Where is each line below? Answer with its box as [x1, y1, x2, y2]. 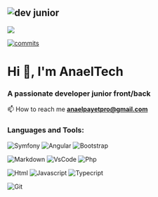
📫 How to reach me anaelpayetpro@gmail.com [7, 105, 148, 113]
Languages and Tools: [7, 125, 84, 135]
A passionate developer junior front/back [7, 89, 151, 99]
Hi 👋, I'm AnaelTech [7, 64, 124, 80]
